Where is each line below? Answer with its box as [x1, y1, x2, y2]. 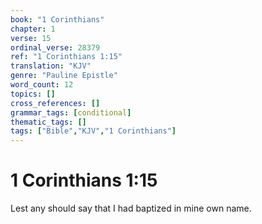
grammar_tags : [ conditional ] [10, 107, 132, 118]
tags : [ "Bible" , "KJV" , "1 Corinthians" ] [10, 126, 177, 136]
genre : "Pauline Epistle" [10, 71, 118, 81]
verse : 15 [10, 33, 52, 43]
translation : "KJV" [10, 61, 92, 71]
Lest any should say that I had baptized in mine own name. [10, 202, 252, 215]
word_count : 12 [10, 80, 74, 90]
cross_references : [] [10, 98, 101, 108]
